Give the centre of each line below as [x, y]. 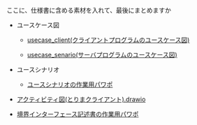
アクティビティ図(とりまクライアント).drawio [81, 99]
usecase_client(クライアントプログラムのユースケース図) [108, 40]
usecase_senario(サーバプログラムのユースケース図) [102, 55]
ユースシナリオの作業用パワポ [70, 84]
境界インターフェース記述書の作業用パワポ [78, 114]
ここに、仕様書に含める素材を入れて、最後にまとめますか [89, 10]
